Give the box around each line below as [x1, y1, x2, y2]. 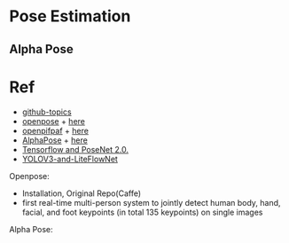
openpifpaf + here [21, 125, 89, 136]
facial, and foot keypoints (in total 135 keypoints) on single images [21, 207, 263, 217]
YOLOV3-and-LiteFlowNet [21, 153, 118, 164]
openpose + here [21, 115, 86, 126]
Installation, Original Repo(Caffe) [21, 188, 142, 199]
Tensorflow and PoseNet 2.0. [21, 144, 129, 154]
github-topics [21, 106, 73, 117]
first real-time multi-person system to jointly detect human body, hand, [21, 197, 281, 208]
